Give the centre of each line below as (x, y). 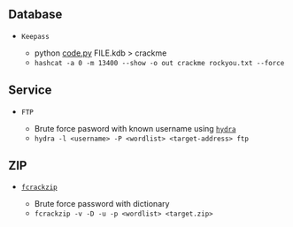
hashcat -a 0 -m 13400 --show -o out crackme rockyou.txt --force (159, 63)
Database (35, 15)
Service (30, 91)
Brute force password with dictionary (102, 204)
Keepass (35, 36)
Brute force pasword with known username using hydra (135, 128)
